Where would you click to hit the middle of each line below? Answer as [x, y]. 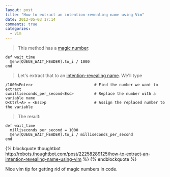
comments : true [21, 24]
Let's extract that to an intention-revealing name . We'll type [80, 76]
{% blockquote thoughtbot [33, 148]
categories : [18, 29]
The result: [29, 116]
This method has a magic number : [54, 48]
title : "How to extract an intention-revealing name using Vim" [75, 15]
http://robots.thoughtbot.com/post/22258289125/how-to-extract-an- [78, 154]
